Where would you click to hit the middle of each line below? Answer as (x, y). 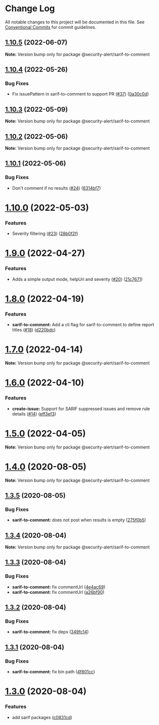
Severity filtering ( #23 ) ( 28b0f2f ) (45, 234)
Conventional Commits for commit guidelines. (51, 27)
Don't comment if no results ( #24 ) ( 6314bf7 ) (56, 188)
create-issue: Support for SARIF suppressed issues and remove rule (81, 409)
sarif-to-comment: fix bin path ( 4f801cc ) (53, 672)
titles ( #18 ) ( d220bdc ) (34, 330)
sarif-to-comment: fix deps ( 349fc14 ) (50, 632)
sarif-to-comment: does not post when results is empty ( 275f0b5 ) (79, 520)
